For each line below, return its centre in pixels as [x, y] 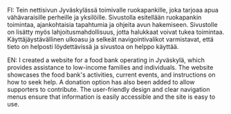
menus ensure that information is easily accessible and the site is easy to [111, 97]
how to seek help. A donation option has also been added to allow [101, 82]
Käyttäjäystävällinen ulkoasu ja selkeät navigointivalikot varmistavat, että [111, 39]
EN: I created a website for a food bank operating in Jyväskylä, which [106, 60]
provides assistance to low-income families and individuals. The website [110, 67]
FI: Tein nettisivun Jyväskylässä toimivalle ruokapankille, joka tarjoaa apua [113, 10]
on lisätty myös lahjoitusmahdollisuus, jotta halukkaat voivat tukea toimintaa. [116, 32]
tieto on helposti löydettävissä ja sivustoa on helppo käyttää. [93, 47]
